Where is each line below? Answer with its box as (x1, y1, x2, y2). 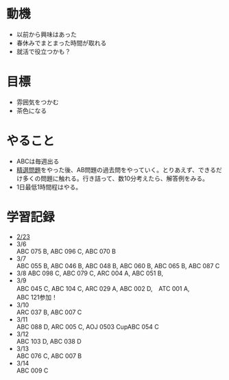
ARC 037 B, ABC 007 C (16, 308, 82, 316)
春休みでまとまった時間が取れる (16, 38, 107, 47)
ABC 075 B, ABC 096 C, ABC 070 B (16, 247, 116, 255)
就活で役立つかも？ (16, 47, 71, 56)
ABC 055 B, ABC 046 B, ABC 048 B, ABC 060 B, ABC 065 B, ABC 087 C (16, 261, 220, 270)
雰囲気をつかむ (16, 97, 59, 106)
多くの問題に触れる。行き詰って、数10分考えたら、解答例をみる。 (22, 174, 208, 182)
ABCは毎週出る (16, 157, 60, 165)
